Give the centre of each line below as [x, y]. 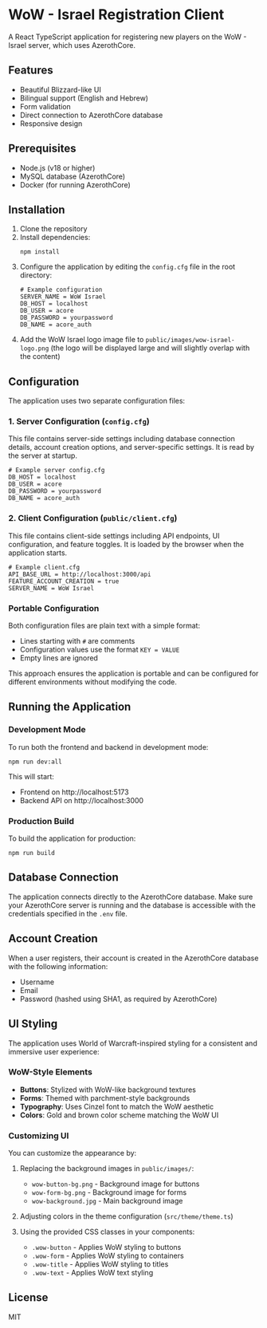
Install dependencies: [55, 238]
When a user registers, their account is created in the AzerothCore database [133, 958]
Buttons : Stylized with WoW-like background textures [108, 1090]
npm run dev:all [35, 762]
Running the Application [70, 707]
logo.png [34, 349]
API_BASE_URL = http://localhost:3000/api [80, 574]
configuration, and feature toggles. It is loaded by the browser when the [126, 544]
